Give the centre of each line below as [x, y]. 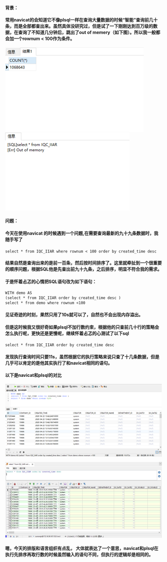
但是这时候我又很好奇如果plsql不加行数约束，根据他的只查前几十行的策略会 [82, 327]
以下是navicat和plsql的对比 [34, 375]
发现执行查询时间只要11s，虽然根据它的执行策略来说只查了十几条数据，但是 [82, 356]
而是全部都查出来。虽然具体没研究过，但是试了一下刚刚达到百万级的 [83, 26]
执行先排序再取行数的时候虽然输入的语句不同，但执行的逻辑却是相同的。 [79, 555]
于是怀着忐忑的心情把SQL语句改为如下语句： [51, 281]
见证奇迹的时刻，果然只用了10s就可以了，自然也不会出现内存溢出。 [74, 314]
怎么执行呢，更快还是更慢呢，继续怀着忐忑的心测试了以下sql [67, 333]
